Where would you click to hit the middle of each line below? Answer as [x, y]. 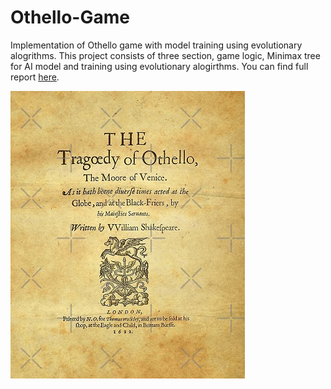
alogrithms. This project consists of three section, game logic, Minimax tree [165, 55]
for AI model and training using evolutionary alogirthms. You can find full [159, 66]
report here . [35, 77]
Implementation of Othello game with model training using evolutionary [156, 45]
